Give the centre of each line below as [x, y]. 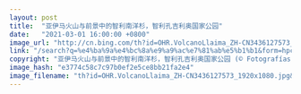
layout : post [34, 17]
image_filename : [39, 76]
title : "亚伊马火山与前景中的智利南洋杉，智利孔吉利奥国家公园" [116, 26]
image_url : [30, 43]
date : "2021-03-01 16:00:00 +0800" [80, 34]
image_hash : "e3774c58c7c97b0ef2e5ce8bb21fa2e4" [102, 68]
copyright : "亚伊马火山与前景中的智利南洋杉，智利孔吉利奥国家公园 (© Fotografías [150, 59]
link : [19, 51]
